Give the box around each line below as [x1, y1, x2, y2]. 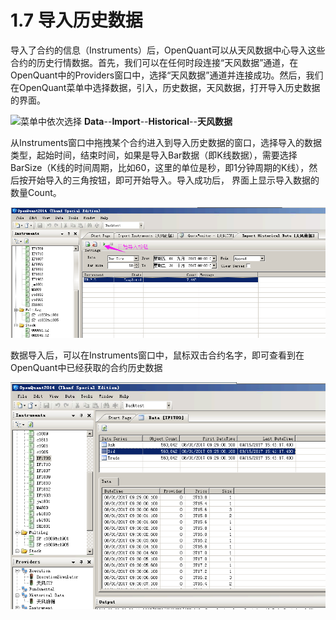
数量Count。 [10, 186, 62, 198]
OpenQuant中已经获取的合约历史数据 [10, 362, 163, 374]
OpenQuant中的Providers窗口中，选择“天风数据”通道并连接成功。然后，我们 [10, 69, 324, 81]
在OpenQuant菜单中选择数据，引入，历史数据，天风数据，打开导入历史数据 [10, 81, 321, 93]
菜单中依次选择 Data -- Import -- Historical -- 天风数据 [20, 115, 233, 127]
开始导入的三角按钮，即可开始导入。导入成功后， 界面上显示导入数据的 [27, 174, 320, 186]
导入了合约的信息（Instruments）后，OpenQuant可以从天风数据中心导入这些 [10, 44, 326, 56]
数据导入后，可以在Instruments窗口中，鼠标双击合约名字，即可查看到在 [10, 349, 305, 361]
